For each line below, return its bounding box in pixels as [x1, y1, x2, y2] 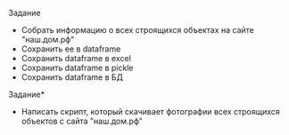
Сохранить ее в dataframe [21, 44, 121, 54]
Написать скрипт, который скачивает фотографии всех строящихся [21, 107, 280, 116]
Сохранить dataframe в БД [21, 72, 124, 83]
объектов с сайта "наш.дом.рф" [21, 115, 144, 126]
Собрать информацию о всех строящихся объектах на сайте [21, 25, 255, 35]
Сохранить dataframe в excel [21, 53, 131, 63]
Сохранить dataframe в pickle [21, 62, 134, 73]
